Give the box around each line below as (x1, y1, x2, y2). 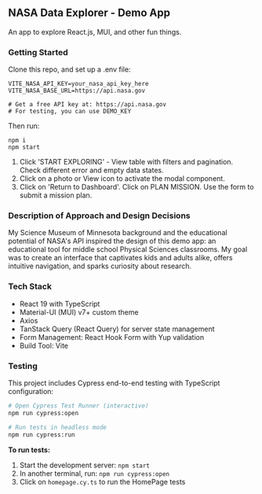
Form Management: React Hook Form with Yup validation (19, 332, 205, 341)
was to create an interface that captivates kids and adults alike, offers (8, 253, 233, 263)
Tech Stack (8, 281, 53, 292)
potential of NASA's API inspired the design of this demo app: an (8, 236, 217, 246)
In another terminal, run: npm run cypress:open (19, 468, 170, 478)
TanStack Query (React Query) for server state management (19, 324, 215, 334)
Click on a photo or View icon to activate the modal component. (19, 174, 225, 183)
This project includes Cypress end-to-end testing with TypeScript (8, 378, 220, 388)
